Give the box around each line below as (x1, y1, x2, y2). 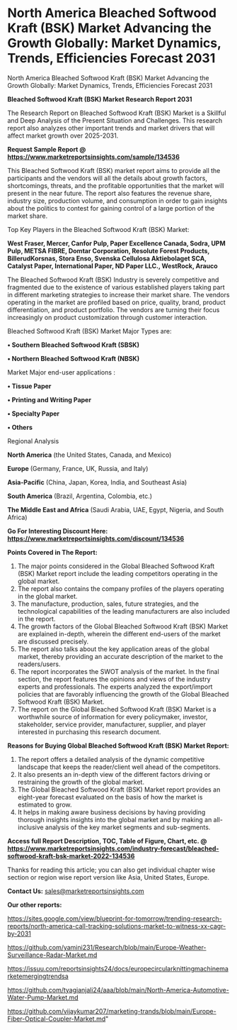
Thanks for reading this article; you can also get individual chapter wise (7, 865, 216, 874)
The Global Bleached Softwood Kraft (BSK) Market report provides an (17, 785, 221, 794)
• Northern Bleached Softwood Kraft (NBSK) (7, 354, 140, 362)
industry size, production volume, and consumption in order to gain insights (7, 196, 228, 205)
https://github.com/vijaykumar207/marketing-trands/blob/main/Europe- (7, 1007, 217, 1015)
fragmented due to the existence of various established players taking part (7, 282, 225, 292)
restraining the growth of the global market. (17, 777, 145, 786)
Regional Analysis (7, 436, 59, 445)
